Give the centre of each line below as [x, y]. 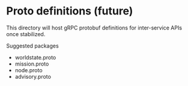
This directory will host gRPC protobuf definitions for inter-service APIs [94, 28]
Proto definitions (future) [70, 11]
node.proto [29, 70]
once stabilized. [26, 34]
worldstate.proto [35, 57]
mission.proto [32, 64]
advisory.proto [33, 76]
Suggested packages [32, 46]
